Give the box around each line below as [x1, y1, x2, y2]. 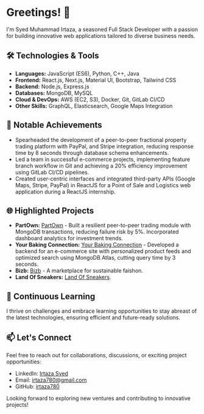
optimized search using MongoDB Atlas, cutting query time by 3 [15, 254, 176, 262]
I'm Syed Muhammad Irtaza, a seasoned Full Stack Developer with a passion [6, 26, 198, 33]
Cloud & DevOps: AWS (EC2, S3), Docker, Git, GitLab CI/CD [15, 96, 166, 103]
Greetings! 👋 [6, 5, 71, 20]
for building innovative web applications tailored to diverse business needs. [6, 32, 195, 39]
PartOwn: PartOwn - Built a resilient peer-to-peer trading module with [15, 222, 191, 229]
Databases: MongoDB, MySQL [15, 89, 93, 96]
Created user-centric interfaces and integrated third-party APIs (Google [15, 175, 196, 182]
